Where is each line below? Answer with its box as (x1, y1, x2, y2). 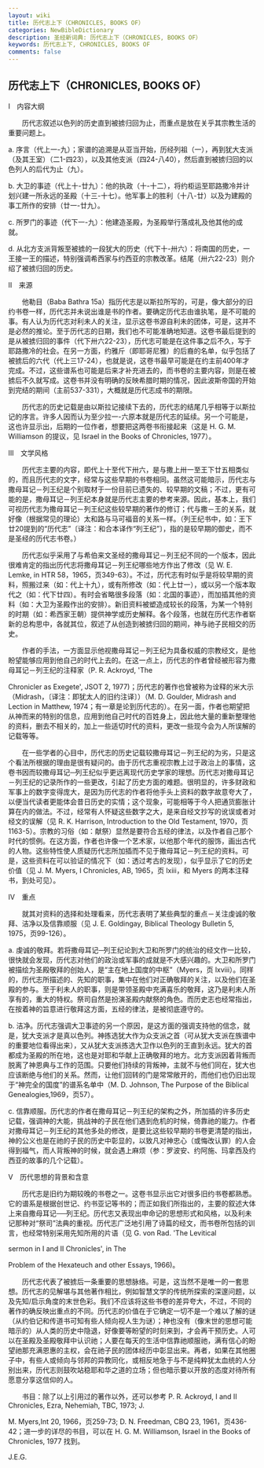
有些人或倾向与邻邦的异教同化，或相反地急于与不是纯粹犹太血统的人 (28, 1355, 249, 1364)
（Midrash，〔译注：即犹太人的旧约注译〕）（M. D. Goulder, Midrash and (8, 692, 237, 701)
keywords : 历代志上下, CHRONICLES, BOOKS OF (8, 41, 151, 49)
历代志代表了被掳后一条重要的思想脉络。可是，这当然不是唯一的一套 (21, 1276, 242, 1286)
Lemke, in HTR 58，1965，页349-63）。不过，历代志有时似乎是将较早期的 (8, 570, 247, 579)
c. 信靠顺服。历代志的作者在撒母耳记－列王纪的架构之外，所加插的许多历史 (8, 1106, 250, 1116)
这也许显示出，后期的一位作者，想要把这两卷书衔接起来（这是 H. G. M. (8, 421, 236, 431)
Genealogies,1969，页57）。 (8, 1089, 98, 1099)
